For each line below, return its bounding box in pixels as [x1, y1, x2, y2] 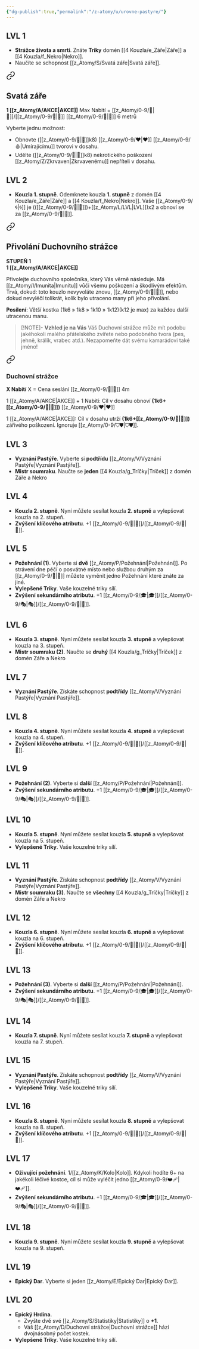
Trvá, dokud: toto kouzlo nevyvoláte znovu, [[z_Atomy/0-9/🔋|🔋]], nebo [6, 288, 179, 295]
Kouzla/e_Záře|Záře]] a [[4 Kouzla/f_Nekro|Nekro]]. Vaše [14, 198, 155, 205]
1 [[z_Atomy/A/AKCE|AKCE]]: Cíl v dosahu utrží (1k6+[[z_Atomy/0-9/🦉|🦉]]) [6, 415, 191, 423]
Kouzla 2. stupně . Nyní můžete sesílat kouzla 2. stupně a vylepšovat [14, 507, 185, 514]
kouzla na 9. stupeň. [14, 1245, 65, 1252]
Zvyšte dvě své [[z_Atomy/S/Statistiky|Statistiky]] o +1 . [23, 1317, 158, 1324]
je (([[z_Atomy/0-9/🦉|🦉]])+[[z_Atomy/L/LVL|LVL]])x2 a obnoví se [26, 204, 185, 211]
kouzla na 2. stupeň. [14, 513, 65, 520]
